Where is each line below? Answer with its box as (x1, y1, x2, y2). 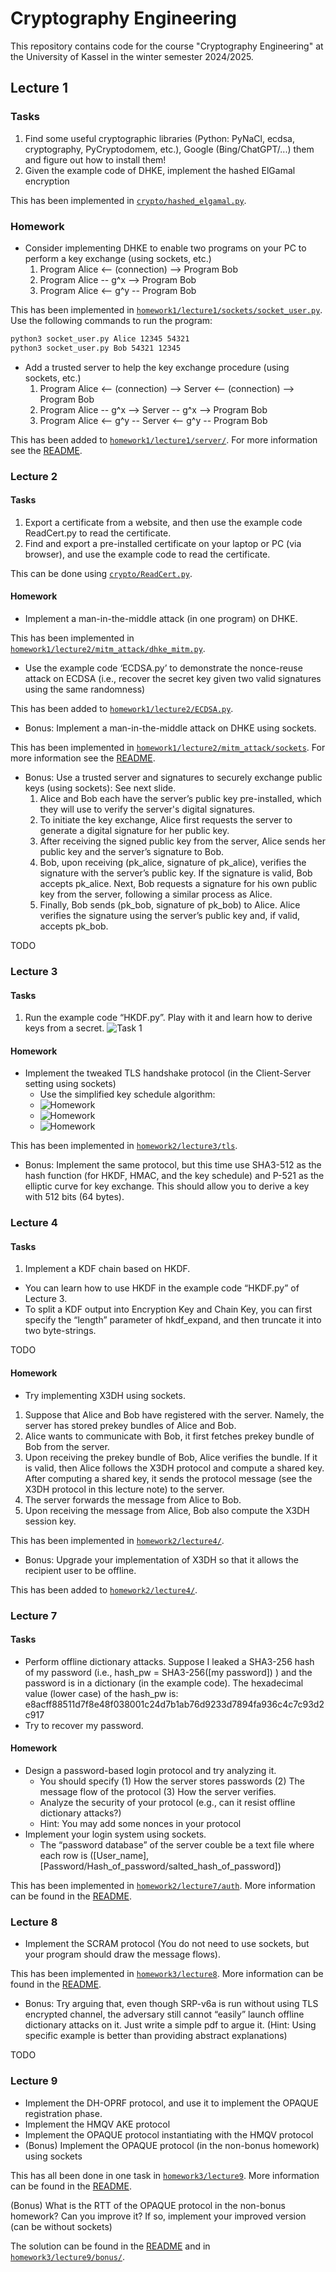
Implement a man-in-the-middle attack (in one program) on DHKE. (24, 613, 298, 624)
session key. (24, 1515, 77, 1527)
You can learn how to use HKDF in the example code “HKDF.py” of (24, 1282, 300, 1294)
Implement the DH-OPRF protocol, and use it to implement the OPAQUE (24, 2097, 319, 2109)
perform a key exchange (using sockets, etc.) (24, 252, 212, 264)
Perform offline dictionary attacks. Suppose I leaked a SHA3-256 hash (24, 1655, 315, 1667)
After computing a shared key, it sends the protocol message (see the (24, 1472, 313, 1484)
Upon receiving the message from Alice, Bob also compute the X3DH (24, 1504, 310, 1516)
